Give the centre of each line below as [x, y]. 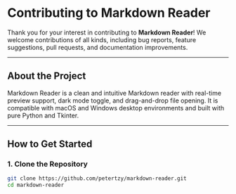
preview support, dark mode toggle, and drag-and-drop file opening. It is [113, 101]
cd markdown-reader [36, 185]
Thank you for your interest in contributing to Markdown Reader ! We [107, 32]
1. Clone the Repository [47, 164]
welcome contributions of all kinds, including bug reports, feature [102, 39]
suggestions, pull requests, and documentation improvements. [98, 47]
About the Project [47, 76]
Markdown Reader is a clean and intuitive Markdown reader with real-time [114, 93]
